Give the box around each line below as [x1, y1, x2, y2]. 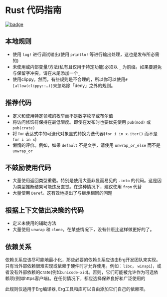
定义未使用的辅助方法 [12, 220, 56, 226]
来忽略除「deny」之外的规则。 [52, 82, 116, 88]
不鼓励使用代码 [5, 163, 51, 172]
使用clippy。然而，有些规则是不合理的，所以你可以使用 [12, 76, 126, 82]
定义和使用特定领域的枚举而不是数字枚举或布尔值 [12, 113, 113, 119]
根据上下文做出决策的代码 [5, 206, 84, 215]
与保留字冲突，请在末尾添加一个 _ [12, 70, 81, 76]
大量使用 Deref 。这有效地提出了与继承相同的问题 [12, 190, 113, 196]
